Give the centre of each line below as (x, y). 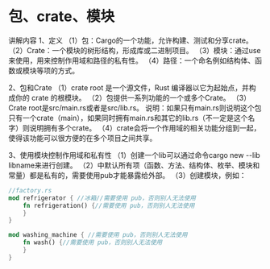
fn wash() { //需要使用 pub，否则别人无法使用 (93, 242)
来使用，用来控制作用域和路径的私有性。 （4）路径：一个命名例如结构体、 (132, 60)
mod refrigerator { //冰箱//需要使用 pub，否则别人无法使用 (102, 198)
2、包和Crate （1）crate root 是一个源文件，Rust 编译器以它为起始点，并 (129, 87)
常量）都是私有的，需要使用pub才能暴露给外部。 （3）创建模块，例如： (128, 175)
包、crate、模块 (62, 17)
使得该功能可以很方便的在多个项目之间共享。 (83, 138)
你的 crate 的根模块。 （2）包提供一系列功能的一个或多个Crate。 (123, 97)
